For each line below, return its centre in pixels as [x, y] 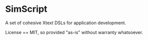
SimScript [26, 9]
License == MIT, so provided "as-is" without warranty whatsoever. [74, 32]
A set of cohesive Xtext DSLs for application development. [66, 23]
